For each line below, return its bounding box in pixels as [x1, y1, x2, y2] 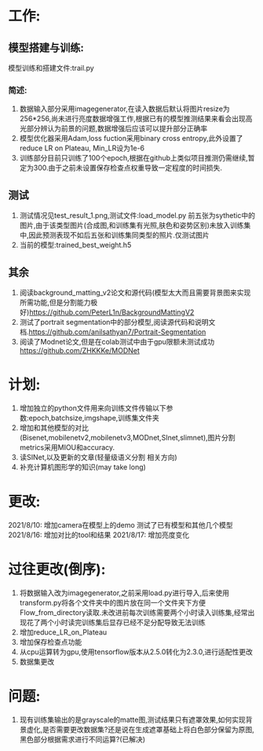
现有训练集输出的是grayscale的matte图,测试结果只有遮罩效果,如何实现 [19, 715, 246, 724]
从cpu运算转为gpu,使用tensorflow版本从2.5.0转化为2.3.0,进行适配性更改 [19, 646, 253, 657]
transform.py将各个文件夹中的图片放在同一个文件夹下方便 [19, 598, 206, 607]
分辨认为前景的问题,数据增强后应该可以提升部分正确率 [33, 123, 208, 134]
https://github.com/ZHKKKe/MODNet [19, 345, 140, 355]
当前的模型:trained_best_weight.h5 [19, 241, 132, 250]
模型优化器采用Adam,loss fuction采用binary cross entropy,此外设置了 [19, 134, 243, 143]
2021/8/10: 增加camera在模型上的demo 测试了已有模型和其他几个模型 [8, 520, 233, 529]
